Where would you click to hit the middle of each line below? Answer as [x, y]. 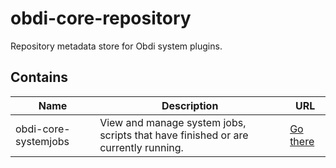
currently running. [141, 147]
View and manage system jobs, [173, 122]
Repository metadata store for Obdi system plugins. [116, 46]
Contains [39, 77]
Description [190, 105]
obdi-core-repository [101, 18]
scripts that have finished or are [174, 135]
